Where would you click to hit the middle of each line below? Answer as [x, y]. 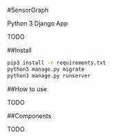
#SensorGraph [28, 10]
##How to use [27, 89]
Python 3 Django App [38, 23]
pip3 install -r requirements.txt [57, 63]
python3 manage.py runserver [49, 75]
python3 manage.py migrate [46, 69]
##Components [29, 115]
